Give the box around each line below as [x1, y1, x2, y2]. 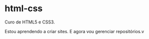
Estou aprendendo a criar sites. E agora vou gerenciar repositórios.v [4, 28, 145, 34]
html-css [4, 3, 43, 14]
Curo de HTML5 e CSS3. [4, 19, 55, 25]
